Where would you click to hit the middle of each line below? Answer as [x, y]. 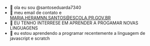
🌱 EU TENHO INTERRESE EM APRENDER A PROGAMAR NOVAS [74, 23]
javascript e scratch [30, 38]
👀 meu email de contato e [36, 13]
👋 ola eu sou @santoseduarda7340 [45, 8]
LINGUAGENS [24, 28]
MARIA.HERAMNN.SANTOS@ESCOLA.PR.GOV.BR [60, 18]
